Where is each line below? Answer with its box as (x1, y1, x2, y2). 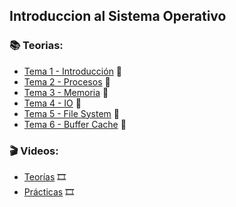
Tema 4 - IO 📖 (23, 97, 82, 109)
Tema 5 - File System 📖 (23, 107, 120, 119)
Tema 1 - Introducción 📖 (23, 65, 123, 77)
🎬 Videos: (9, 144, 59, 158)
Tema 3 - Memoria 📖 (23, 86, 109, 98)
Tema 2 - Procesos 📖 (23, 75, 111, 88)
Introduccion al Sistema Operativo (9, 8, 227, 25)
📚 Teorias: (9, 39, 64, 53)
